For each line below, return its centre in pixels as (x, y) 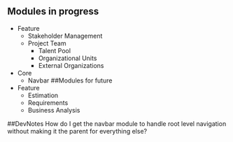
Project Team (47, 43)
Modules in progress (53, 12)
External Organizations (71, 65)
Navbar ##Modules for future (70, 80)
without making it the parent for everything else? (77, 131)
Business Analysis (54, 110)
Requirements (48, 102)
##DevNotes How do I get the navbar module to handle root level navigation (117, 123)
